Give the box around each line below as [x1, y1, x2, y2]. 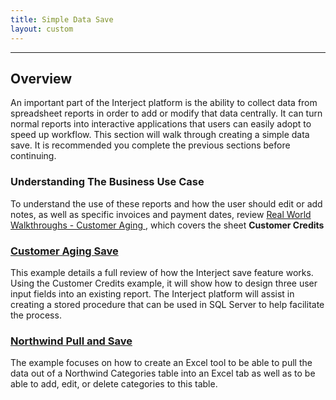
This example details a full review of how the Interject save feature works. [10, 266, 314, 278]
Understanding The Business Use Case [10, 175, 205, 189]
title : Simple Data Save [10, 14, 114, 25]
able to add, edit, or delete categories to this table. [10, 378, 218, 390]
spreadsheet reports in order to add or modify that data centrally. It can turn [10, 107, 323, 120]
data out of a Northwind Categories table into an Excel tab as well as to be [10, 367, 316, 380]
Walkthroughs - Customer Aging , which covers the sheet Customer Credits [10, 219, 325, 231]
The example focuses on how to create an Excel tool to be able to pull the [10, 357, 313, 369]
